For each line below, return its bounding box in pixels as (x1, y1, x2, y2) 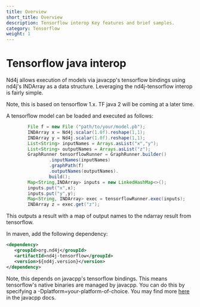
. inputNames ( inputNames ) (48, 157, 111, 163)
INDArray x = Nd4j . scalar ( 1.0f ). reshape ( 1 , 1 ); (27, 129, 146, 135)
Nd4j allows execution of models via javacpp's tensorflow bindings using (6, 76, 186, 84)
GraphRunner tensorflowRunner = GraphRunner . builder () (27, 152, 167, 158)
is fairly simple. (6, 89, 44, 96)
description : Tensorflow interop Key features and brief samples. (6, 20, 175, 26)
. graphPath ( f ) (48, 162, 84, 169)
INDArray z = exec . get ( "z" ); (27, 201, 100, 208)
